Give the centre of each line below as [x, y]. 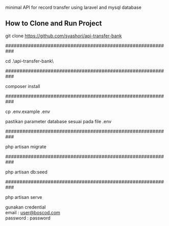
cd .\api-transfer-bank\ [29, 61]
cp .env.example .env [28, 111]
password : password [28, 218]
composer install [23, 86]
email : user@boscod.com [33, 212]
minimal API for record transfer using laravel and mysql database [74, 7]
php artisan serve [24, 197]
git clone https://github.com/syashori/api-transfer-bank [64, 36]
